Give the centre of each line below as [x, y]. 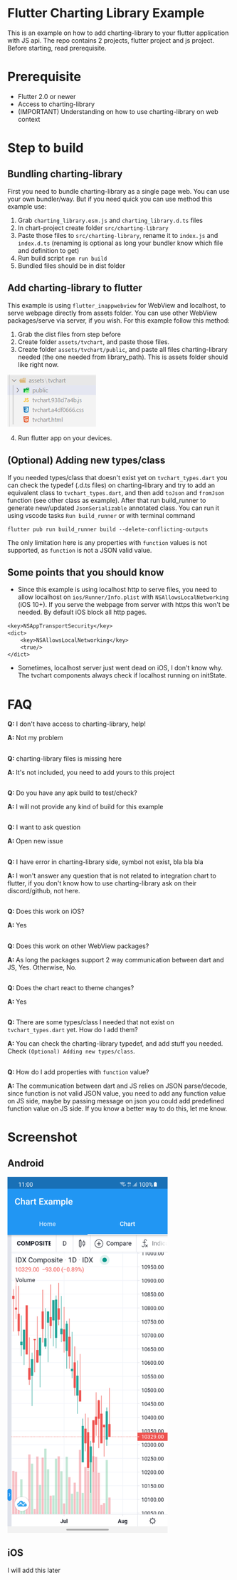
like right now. [38, 364]
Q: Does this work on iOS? [46, 911]
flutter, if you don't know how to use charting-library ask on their [102, 883]
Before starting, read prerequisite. [57, 48]
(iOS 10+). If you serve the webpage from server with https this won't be [123, 605]
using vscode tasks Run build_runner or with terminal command [101, 515]
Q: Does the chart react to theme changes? [71, 987]
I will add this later [34, 1570]
